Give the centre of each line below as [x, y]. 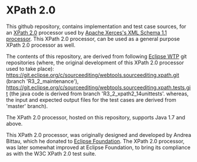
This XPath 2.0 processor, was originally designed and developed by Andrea [99, 135]
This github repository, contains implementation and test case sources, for [96, 26]
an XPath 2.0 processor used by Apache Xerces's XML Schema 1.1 [86, 32]
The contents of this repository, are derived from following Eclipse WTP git [96, 56]
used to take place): [30, 68]
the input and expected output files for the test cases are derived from [91, 99]
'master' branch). [27, 106]
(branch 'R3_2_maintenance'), [43, 81]
